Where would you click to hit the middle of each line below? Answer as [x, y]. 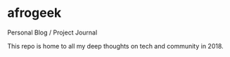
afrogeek [34, 13]
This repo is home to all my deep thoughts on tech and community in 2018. [115, 46]
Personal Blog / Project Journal [52, 32]
